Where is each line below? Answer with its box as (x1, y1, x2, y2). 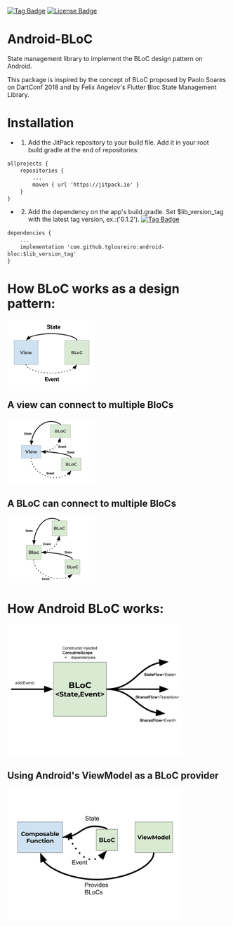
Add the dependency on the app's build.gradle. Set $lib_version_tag (27, 207, 224, 216)
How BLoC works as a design (7, 281, 180, 297)
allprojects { (7, 160, 49, 167)
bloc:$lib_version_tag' (7, 250, 77, 258)
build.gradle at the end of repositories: (27, 145, 139, 154)
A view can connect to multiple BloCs (7, 399, 174, 411)
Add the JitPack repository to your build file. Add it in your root (27, 138, 209, 147)
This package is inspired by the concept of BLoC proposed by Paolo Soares (7, 75, 227, 84)
